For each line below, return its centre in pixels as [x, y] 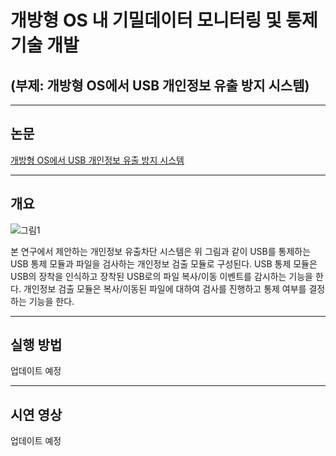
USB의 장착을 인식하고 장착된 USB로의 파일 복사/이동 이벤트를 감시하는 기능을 [162, 276]
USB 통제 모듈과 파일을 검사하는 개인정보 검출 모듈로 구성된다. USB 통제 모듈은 [164, 263]
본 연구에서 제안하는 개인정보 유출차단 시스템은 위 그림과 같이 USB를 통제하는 [161, 251]
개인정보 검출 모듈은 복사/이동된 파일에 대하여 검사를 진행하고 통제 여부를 [165, 288]
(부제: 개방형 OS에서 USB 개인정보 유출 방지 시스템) [160, 85]
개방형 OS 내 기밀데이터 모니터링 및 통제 [164, 20]
